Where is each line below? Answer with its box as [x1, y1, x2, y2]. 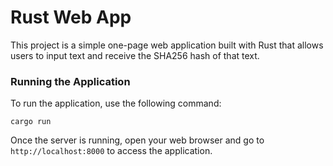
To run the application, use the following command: [10, 97, 222, 110]
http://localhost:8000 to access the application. [10, 145, 213, 157]
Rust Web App [10, 6, 132, 29]
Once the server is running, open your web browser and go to [10, 134, 265, 146]
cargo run [10, 117, 52, 127]
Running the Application [10, 74, 131, 88]
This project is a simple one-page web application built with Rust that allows [10, 39, 324, 51]
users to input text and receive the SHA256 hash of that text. [10, 49, 260, 61]
